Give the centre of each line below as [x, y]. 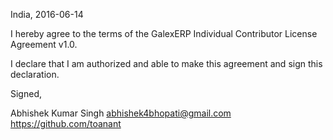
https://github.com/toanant [66, 123]
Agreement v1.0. [44, 44]
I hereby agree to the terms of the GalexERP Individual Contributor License [164, 33]
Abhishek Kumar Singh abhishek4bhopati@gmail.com [121, 113]
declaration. [35, 74]
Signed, [26, 93]
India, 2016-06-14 [47, 14]
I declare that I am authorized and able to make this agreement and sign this [166, 63]
